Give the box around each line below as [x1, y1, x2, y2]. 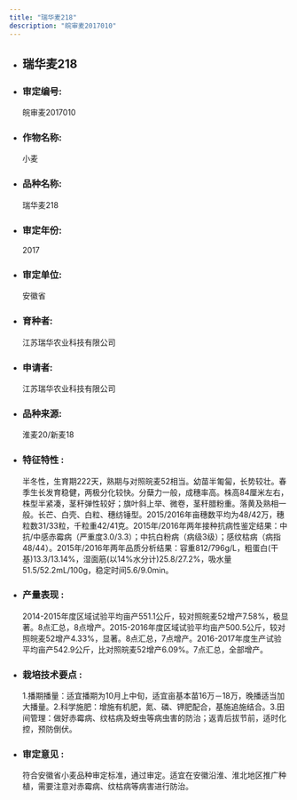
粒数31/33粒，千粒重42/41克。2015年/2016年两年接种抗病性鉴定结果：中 [21, 520, 288, 531]
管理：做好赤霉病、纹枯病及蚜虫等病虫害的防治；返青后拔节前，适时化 [29, 713, 286, 724]
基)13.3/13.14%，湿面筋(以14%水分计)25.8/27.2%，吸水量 [21, 553, 232, 564]
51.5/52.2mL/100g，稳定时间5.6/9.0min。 [21, 564, 174, 575]
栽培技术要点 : [21, 668, 82, 681]
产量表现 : [21, 588, 65, 601]
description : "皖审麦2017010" [9, 21, 117, 30]
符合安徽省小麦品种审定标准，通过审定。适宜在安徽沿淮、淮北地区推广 [21, 770, 279, 780]
